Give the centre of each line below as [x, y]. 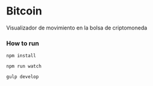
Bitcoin [24, 11]
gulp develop [23, 77]
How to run [23, 43]
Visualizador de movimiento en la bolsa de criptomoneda [77, 28]
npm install [21, 56]
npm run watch [24, 66]
